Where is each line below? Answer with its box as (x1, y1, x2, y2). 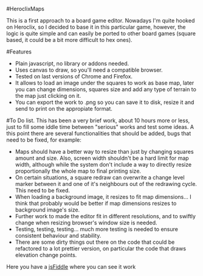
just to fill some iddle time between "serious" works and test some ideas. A (6, 123, 194, 130)
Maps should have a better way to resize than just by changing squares (15, 148, 194, 155)
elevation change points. (15, 252, 77, 258)
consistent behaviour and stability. (15, 232, 101, 239)
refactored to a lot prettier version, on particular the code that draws (15, 245, 187, 252)
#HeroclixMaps (6, 5, 44, 12)
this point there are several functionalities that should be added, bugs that (6, 130, 191, 137)
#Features (6, 48, 32, 55)
